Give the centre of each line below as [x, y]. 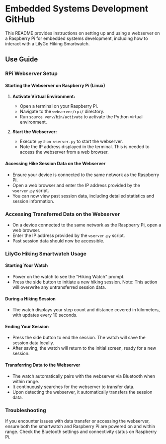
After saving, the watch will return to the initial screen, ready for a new [84, 348]
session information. [33, 201]
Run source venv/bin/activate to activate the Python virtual [81, 117]
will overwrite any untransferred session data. [59, 287]
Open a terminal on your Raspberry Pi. [59, 106]
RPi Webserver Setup [32, 74]
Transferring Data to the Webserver [43, 365]
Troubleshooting [26, 410]
